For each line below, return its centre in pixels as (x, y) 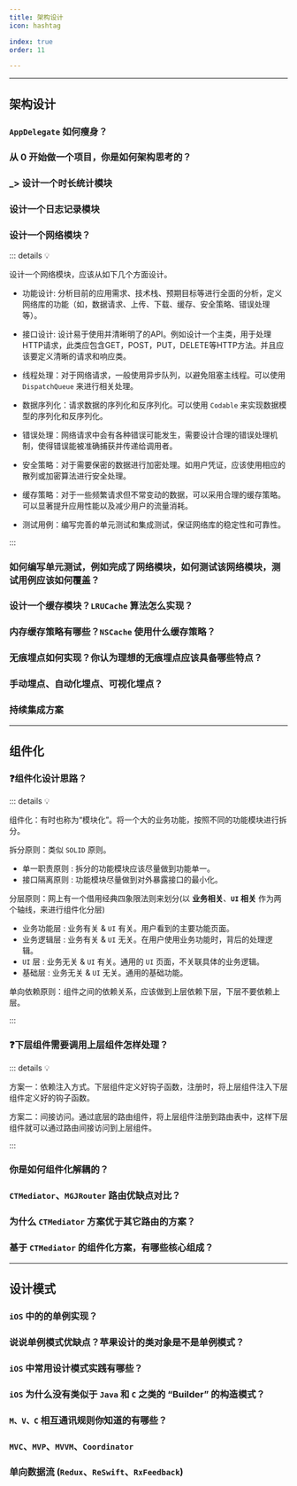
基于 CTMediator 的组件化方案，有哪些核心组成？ (111, 1248)
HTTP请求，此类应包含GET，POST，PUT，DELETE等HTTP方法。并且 (149, 345)
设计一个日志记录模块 (54, 209)
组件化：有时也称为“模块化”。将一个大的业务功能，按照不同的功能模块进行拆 (148, 820)
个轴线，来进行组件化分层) (57, 910)
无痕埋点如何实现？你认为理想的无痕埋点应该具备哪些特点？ (136, 658)
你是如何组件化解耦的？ (59, 1170)
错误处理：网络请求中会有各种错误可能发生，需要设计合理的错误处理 (146, 434)
